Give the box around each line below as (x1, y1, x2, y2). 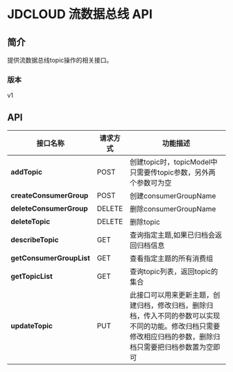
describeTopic (10, 235, 59, 245)
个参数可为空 (129, 178, 172, 188)
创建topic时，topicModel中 (129, 157, 218, 167)
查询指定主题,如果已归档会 (129, 230, 216, 240)
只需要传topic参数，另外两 (129, 168, 216, 177)
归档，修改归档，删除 (136, 300, 207, 310)
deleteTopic (10, 217, 51, 227)
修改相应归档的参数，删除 (129, 332, 214, 341)
